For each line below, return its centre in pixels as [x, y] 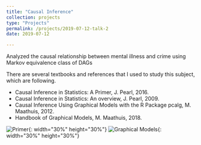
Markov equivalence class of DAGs [49, 63]
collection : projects [33, 17]
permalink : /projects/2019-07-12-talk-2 [58, 28]
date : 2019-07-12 [28, 34]
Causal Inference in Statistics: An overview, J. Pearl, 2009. [87, 99]
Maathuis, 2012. [34, 111]
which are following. [31, 81]
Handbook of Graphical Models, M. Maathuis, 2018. [78, 118]
